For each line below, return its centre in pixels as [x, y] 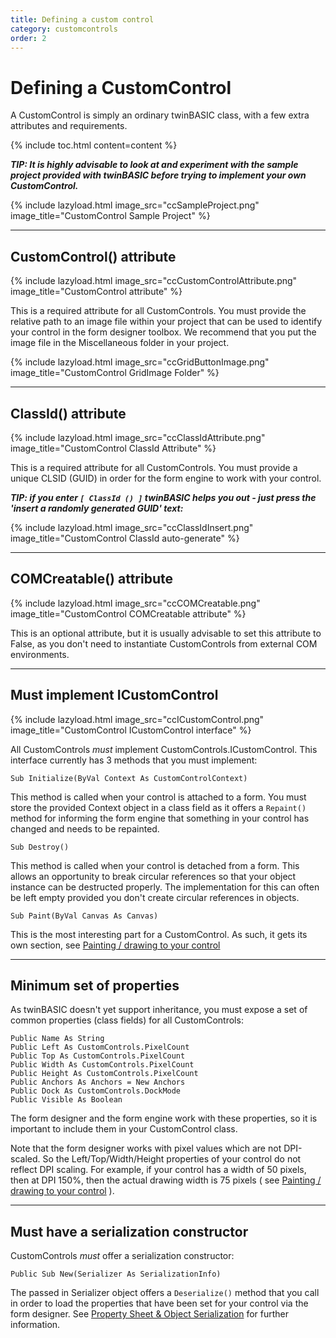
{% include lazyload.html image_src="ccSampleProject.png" [135, 205]
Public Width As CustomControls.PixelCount [102, 1065]
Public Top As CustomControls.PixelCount [98, 1056]
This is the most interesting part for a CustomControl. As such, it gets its [159, 934]
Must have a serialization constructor [129, 1231]
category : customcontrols [64, 29]
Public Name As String [57, 1039]
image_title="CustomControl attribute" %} [96, 292]
